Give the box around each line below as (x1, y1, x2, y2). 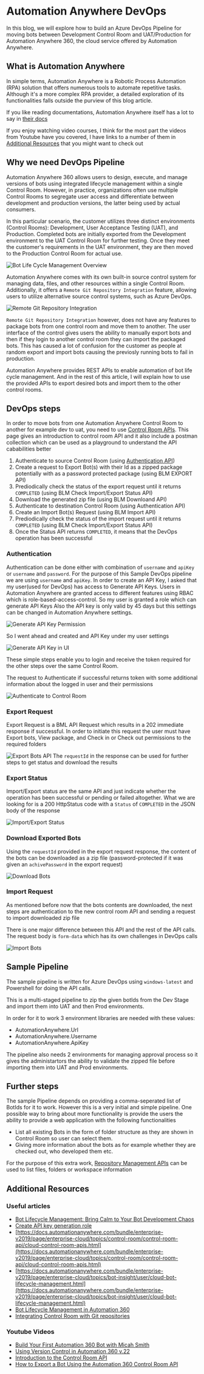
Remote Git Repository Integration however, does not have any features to (6, 316, 196, 323)
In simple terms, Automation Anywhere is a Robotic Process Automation (6, 77, 186, 84)
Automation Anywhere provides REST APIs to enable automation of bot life (6, 366, 192, 374)
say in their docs (6, 115, 48, 122)
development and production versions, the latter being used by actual (6, 199, 180, 206)
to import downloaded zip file (6, 914, 80, 921)
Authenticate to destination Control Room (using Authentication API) (15, 502, 186, 509)
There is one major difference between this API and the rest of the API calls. (6, 926, 196, 933)
